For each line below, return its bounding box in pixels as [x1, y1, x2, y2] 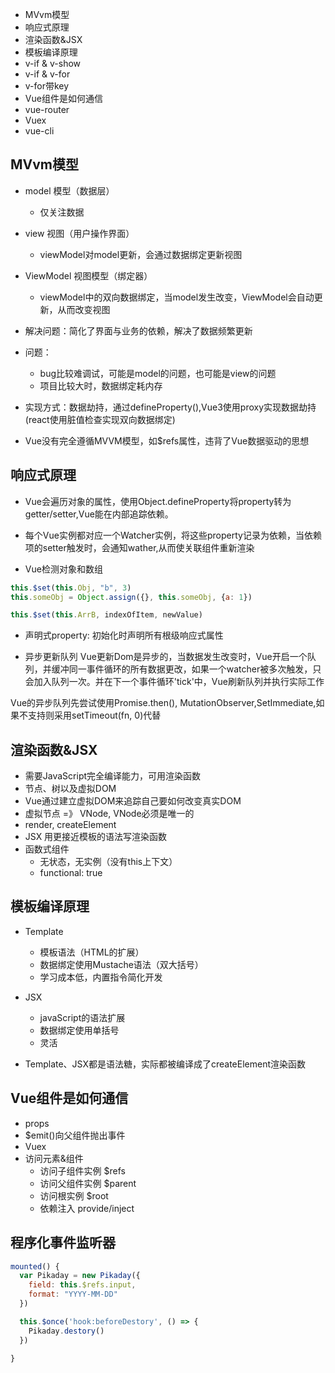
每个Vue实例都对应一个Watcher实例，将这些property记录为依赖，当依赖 [24, 529, 322, 541]
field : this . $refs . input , [28, 1280, 137, 1290]
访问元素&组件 [24, 1152, 84, 1164]
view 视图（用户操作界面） [24, 227, 135, 239]
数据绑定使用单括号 [39, 1024, 120, 1036]
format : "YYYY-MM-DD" [28, 1289, 118, 1300]
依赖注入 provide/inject [39, 1202, 135, 1214]
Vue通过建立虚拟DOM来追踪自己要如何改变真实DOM [24, 795, 242, 807]
